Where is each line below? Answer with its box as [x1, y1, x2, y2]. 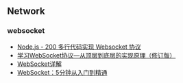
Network [7, 5, 46, 17]
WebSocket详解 [16, 60, 62, 68]
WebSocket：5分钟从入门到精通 [16, 68, 108, 76]
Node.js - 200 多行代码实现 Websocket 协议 [16, 43, 142, 51]
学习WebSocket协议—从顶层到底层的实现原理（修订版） [16, 51, 176, 59]
